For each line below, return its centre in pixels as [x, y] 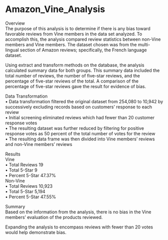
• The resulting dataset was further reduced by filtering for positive [75, 128]
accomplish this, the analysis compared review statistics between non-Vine [83, 39]
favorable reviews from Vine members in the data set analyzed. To [74, 34]
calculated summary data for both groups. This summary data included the [82, 70]
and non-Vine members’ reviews [39, 144]
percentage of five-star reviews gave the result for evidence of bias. [76, 86]
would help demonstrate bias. [36, 232]
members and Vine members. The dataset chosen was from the [71, 44]
